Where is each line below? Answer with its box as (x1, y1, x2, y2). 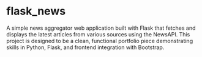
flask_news (6, 4, 66, 18)
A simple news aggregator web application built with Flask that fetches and (6, 24, 196, 32)
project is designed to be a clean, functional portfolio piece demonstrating (6, 37, 193, 44)
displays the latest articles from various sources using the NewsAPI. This (6, 30, 190, 38)
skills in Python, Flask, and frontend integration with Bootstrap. (6, 44, 165, 51)
